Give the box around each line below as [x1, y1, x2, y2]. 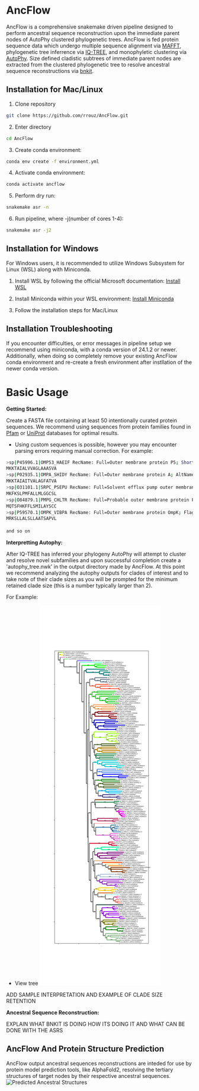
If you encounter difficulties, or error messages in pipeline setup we [6, 340, 172, 347]
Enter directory [14, 123, 52, 131]
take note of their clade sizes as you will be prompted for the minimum [6, 576, 178, 583]
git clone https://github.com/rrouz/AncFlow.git [6, 112, 129, 119]
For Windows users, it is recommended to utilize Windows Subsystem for [6, 259, 185, 267]
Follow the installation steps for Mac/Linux [14, 306, 118, 313]
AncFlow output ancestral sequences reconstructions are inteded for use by [6, 1060, 192, 1067]
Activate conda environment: [14, 169, 86, 176]
